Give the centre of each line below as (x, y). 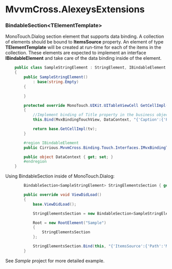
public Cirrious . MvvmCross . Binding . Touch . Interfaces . (82, 148)
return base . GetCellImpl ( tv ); (65, 129)
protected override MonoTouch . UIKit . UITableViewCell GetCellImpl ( (96, 105)
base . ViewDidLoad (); (55, 204)
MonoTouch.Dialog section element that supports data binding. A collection (85, 36)
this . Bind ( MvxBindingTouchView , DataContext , (82, 120)
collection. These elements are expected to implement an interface (76, 53)
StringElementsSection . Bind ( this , (69, 246)
